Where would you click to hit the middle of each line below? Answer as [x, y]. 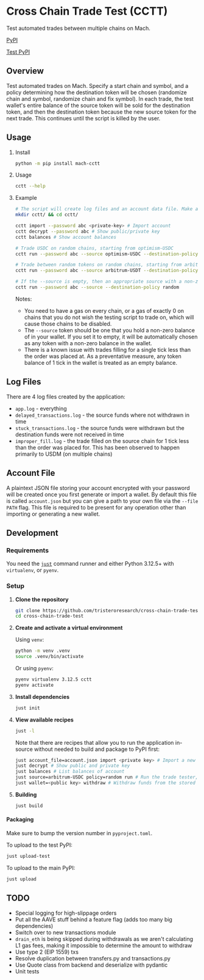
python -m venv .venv [42, 651]
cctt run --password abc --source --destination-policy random [97, 287]
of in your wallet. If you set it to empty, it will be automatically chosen [111, 337]
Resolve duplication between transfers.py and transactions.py [93, 958]
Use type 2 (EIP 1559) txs [47, 952]
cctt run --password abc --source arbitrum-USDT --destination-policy [107, 271]
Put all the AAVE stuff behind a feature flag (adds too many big [93, 919]
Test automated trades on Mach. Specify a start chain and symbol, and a [97, 86]
